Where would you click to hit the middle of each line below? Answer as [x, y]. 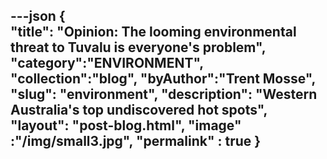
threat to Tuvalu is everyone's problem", [138, 47]
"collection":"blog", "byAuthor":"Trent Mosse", [163, 79]
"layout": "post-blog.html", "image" [126, 125]
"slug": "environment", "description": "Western [164, 94]
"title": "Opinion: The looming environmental [153, 32]
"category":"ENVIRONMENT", [107, 63]
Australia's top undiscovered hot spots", [139, 110]
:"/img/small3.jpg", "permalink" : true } [136, 141]
